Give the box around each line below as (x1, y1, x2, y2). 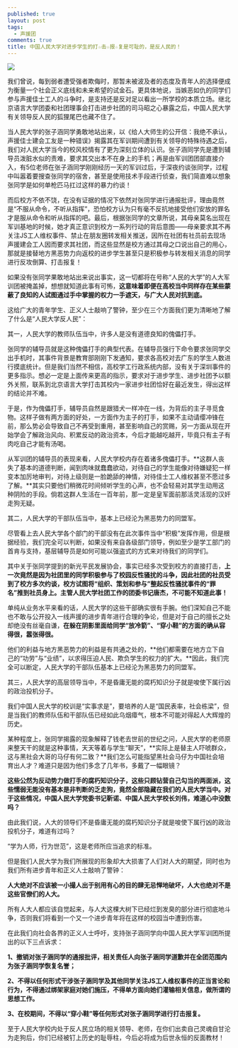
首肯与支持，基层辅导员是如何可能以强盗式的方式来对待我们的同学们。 (7, 547, 212, 555)
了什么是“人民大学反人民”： (7, 315, 88, 323)
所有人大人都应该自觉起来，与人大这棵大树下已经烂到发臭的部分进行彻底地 (7, 905, 225, 913)
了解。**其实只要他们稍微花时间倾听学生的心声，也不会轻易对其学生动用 (7, 481, 219, 489)
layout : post (7, 17, 46, 24)
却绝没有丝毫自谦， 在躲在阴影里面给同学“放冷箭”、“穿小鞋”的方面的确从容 (7, 621, 226, 630)
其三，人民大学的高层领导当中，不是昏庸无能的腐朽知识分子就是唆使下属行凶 (7, 678, 231, 686)
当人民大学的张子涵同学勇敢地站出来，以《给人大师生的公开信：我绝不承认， (7, 128, 231, 135)
